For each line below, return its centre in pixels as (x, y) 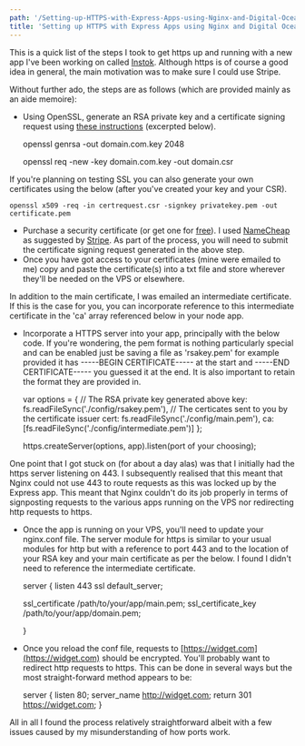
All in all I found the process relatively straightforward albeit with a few (141, 722)
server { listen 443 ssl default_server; (93, 585)
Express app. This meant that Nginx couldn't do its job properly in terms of (149, 492)
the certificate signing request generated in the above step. (133, 249)
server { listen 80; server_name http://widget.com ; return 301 (137, 695)
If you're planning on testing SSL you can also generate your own (132, 179)
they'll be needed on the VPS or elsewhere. (103, 278)
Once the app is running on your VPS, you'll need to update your (143, 529)
